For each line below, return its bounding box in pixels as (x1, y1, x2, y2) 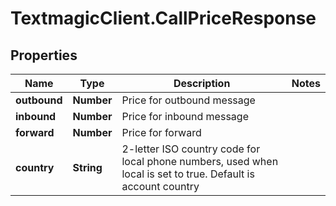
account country (121, 180, 200, 193)
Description (173, 77, 231, 90)
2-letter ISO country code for (121, 142, 261, 156)
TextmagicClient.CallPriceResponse (10, 7, 317, 30)
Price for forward (121, 126, 202, 139)
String (72, 161, 103, 174)
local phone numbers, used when (121, 155, 279, 168)
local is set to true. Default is (121, 167, 255, 181)
